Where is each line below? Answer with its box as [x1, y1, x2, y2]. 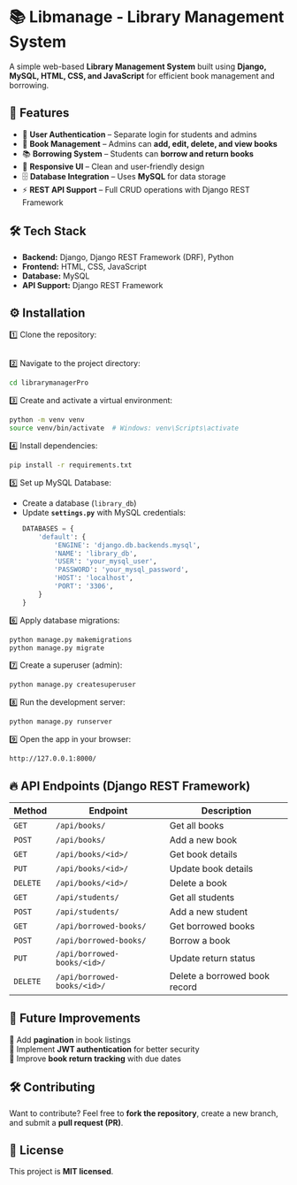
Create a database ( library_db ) [21, 497, 137, 508]
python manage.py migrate [9, 643, 104, 653]
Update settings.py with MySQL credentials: [21, 507, 187, 517]
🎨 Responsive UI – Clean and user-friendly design [21, 161, 205, 172]
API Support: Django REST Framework [21, 279, 164, 290]
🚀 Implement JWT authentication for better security [9, 1044, 201, 1054]
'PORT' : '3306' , [54, 582, 114, 591]
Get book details [169, 848, 238, 860]
